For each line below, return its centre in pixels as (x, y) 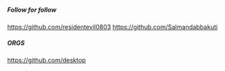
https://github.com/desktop (47, 60)
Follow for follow (32, 10)
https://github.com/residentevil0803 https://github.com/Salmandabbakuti (113, 27)
